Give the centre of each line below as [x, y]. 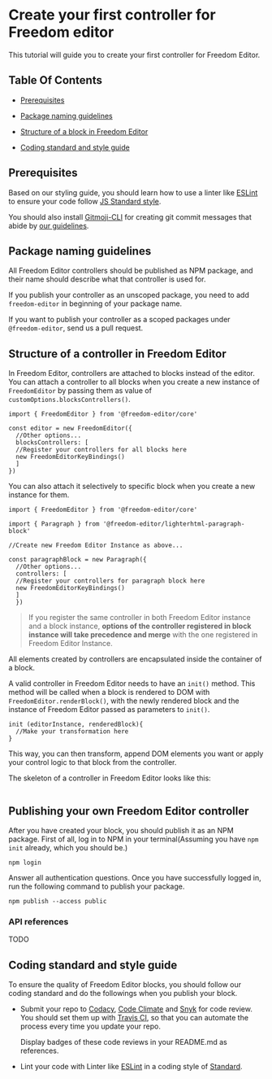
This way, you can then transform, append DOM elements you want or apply [136, 754]
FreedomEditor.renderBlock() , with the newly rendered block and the [124, 701]
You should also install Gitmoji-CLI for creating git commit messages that [130, 216]
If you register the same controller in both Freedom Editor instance [139, 618]
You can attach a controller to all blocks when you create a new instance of [134, 382]
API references [39, 921]
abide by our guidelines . [49, 225]
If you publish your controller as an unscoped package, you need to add [129, 295]
